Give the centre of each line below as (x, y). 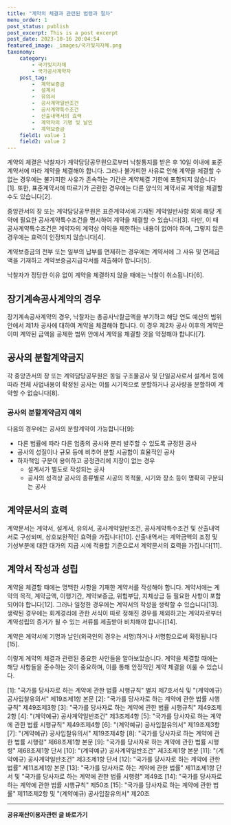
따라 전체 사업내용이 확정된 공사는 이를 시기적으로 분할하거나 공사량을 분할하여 (112, 384)
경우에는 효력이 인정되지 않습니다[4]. (56, 237)
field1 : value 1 (43, 135)
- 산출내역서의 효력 (57, 116)
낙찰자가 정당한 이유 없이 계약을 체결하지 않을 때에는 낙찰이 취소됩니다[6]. (106, 275)
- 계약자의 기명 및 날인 (62, 122)
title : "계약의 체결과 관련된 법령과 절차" (60, 13)
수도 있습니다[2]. (30, 196)
